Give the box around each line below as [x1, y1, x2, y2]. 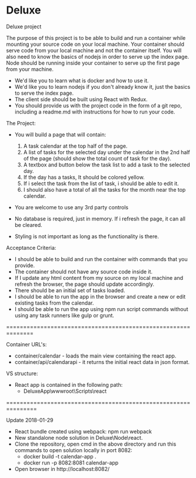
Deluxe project [6, 23, 42, 30]
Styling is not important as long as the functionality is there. [14, 233, 160, 240]
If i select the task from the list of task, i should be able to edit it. [23, 180, 180, 187]
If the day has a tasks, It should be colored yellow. [23, 173, 145, 180]
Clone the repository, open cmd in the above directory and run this [14, 440, 177, 447]
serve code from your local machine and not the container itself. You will [6, 46, 182, 54]
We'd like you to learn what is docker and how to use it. [14, 77, 149, 84]
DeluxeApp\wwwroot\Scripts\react [23, 387, 107, 395]
